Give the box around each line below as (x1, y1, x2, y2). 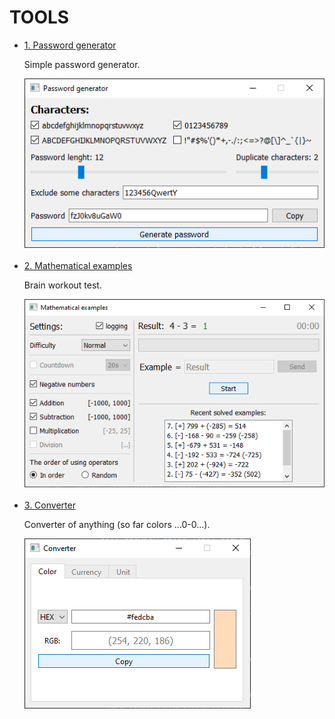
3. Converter (23, 499, 76, 511)
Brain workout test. (23, 279, 102, 291)
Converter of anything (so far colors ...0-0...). (23, 518, 211, 530)
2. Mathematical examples (23, 259, 133, 271)
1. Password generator (23, 39, 117, 51)
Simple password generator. (23, 58, 141, 70)
